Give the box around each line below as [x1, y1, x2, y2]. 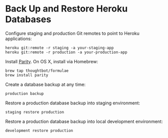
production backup [5, 91, 44, 96]
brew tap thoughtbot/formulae [5, 68, 69, 73]
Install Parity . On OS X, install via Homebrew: [5, 58, 98, 64]
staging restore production [5, 109, 65, 114]
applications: [5, 36, 32, 42]
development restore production [5, 128, 73, 133]
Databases [5, 14, 51, 25]
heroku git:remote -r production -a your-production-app [5, 50, 128, 55]
